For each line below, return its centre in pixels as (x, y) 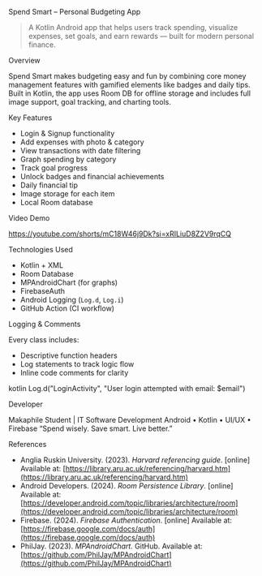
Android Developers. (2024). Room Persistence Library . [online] (127, 486)
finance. (42, 45)
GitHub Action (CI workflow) (67, 308)
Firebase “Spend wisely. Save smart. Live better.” (90, 428)
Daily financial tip (49, 185)
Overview (24, 60)
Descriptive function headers (69, 355)
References (28, 444)
